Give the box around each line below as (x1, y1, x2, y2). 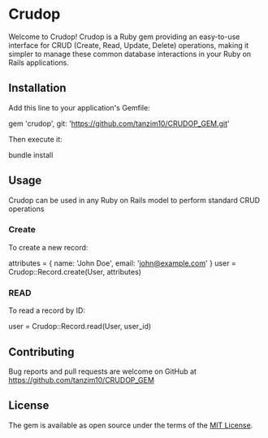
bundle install (8, 150, 54, 159)
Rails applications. (8, 58, 69, 67)
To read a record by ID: (8, 306, 85, 315)
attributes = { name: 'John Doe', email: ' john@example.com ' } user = (8, 258, 237, 268)
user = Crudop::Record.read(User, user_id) (8, 322, 152, 332)
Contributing (8, 345, 75, 358)
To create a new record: (8, 242, 89, 252)
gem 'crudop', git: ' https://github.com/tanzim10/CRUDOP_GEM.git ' (8, 119, 230, 128)
